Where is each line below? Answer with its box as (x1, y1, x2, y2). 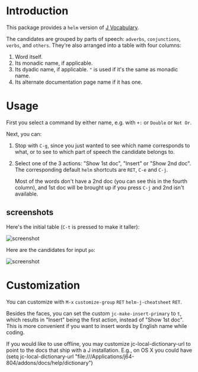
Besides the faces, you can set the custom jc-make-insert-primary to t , (6, 310, 182, 317)
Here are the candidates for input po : (6, 246, 96, 253)
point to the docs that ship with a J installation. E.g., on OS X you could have (6, 346, 193, 354)
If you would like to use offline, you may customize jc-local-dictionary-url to (6, 340, 191, 347)
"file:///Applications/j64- (75, 352, 135, 360)
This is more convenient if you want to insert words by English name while (6, 322, 187, 329)
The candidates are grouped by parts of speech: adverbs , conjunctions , (6, 35, 181, 42)
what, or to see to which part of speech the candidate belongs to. (14, 148, 175, 155)
